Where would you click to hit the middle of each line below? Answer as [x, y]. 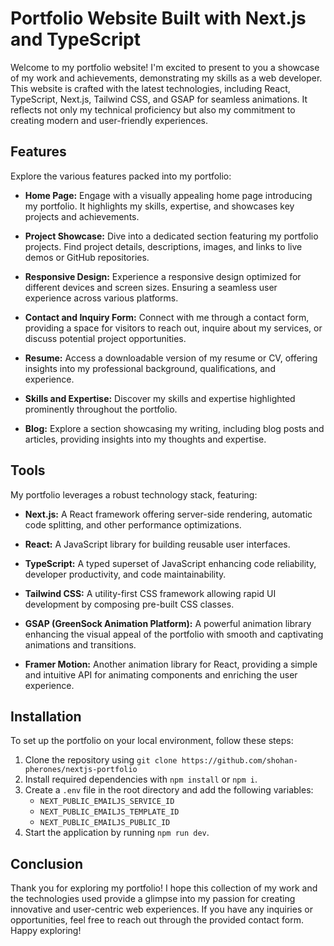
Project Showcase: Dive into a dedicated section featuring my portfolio [171, 236]
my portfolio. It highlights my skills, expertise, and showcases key [159, 206]
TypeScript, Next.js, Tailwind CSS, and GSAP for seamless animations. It [159, 99]
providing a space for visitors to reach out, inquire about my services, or [173, 328]
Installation [46, 716]
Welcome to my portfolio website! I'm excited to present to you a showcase [165, 67]
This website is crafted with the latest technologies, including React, [150, 88]
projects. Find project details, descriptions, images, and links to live [163, 246]
